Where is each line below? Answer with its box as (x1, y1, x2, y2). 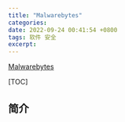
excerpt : (8, 41, 37, 48)
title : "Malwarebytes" (8, 11, 83, 20)
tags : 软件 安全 (8, 33, 57, 41)
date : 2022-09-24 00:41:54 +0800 (8, 26, 118, 34)
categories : (8, 19, 47, 27)
